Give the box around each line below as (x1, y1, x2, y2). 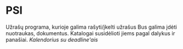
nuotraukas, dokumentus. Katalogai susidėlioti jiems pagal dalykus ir (5, 29, 175, 36)
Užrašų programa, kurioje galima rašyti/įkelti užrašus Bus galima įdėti (5, 23, 177, 30)
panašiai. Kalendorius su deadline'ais (5, 36, 98, 43)
